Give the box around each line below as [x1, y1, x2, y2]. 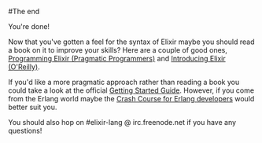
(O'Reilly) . [8, 62, 41, 71]
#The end [8, 7, 40, 16]
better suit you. [8, 102, 57, 112]
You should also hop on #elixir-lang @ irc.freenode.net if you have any [8, 118, 237, 126]
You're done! [8, 22, 50, 31]
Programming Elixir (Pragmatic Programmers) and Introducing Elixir [8, 54, 226, 63]
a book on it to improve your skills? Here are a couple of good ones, [8, 46, 228, 54]
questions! [8, 126, 42, 135]
